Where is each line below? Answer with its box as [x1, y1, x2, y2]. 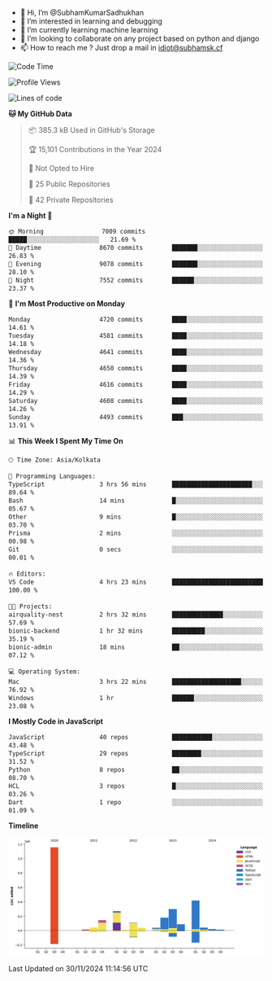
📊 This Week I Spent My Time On [8, 436, 123, 445]
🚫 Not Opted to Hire [28, 164, 95, 173]
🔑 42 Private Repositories [28, 195, 114, 204]
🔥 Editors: [8, 570, 46, 578]
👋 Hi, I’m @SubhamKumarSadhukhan [19, 8, 145, 17]
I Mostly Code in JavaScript [8, 716, 104, 726]
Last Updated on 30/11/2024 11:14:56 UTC [8, 963, 149, 973]
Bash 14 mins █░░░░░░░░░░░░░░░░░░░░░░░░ [8, 497, 264, 505]
